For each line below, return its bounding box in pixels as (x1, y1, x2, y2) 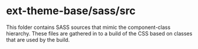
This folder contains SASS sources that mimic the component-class (6, 24, 171, 31)
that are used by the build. (6, 36, 70, 43)
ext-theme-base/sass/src (6, 4, 136, 18)
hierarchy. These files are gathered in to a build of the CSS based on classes (6, 30, 193, 37)
